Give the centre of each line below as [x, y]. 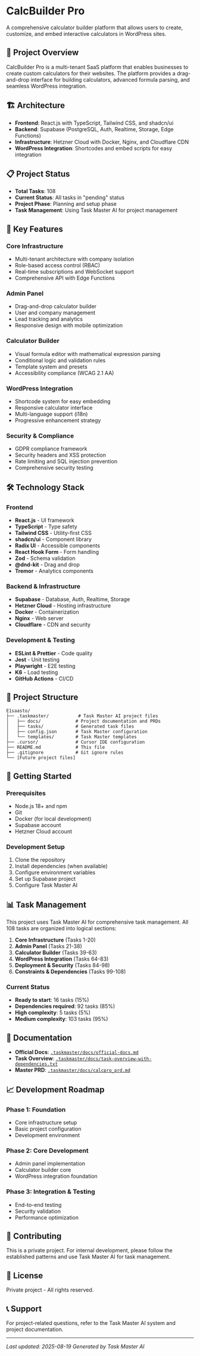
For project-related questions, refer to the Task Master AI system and [91, 1323]
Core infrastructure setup [46, 1122]
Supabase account [38, 825]
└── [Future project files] [41, 758]
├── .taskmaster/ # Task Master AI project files [82, 716]
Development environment [47, 1135]
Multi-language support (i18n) [51, 414]
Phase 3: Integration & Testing [51, 1192]
